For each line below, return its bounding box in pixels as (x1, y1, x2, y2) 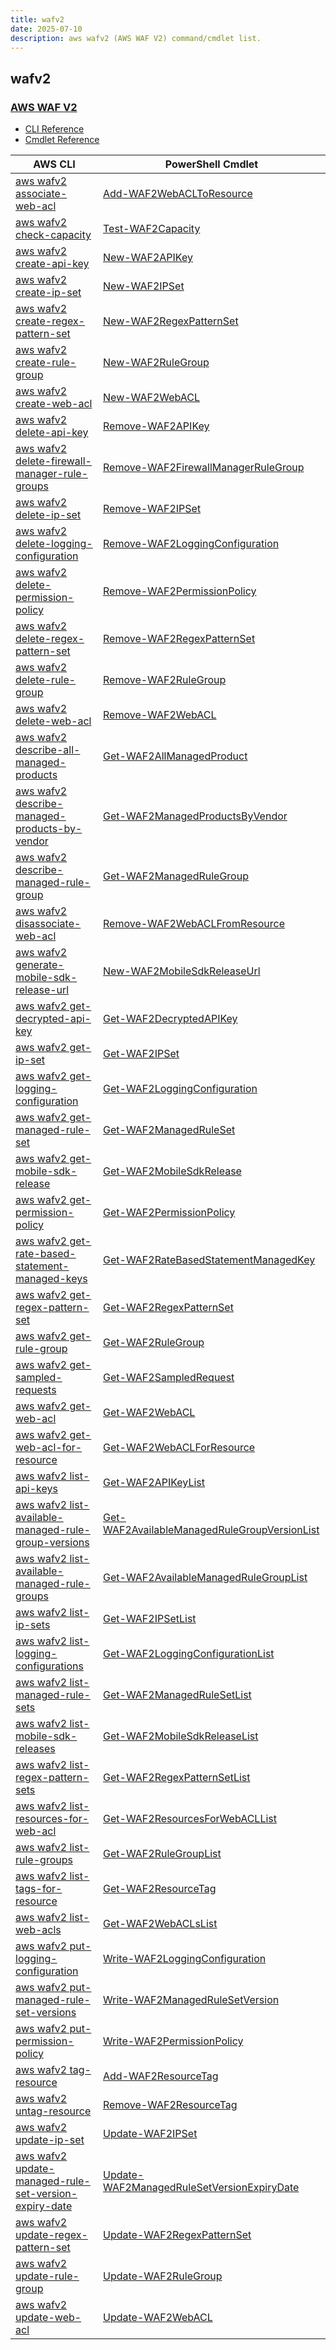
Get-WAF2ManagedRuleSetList (103, 1688, 252, 1702)
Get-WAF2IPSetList (103, 1612, 197, 1626)
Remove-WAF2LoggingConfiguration (103, 537, 280, 551)
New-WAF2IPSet (103, 279, 185, 293)
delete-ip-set (15, 508, 82, 522)
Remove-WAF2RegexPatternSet (103, 632, 256, 646)
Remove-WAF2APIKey (103, 419, 210, 433)
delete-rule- (15, 673, 77, 687)
